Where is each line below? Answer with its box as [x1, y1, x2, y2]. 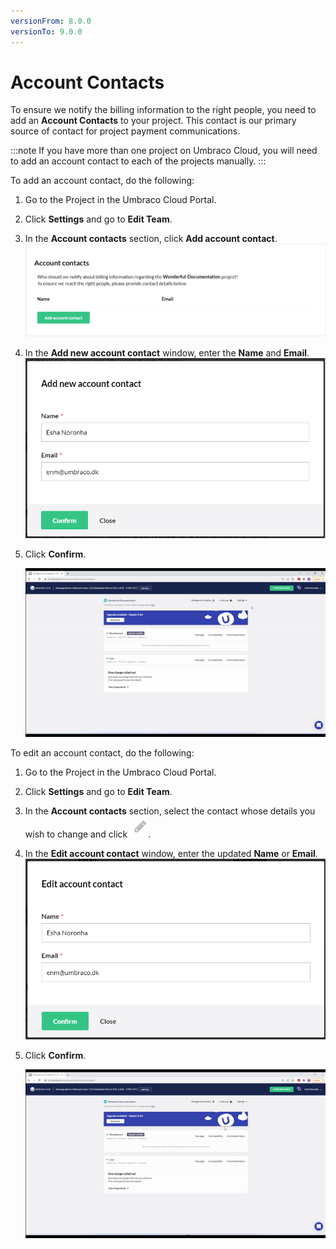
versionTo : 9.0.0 [10, 26, 83, 37]
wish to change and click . [24, 828, 152, 840]
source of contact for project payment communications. [10, 125, 241, 137]
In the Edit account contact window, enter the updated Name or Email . [24, 848, 318, 860]
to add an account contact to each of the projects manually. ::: [10, 155, 267, 167]
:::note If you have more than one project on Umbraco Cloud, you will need [10, 145, 318, 157]
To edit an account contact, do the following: [10, 747, 195, 759]
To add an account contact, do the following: [10, 175, 195, 187]
